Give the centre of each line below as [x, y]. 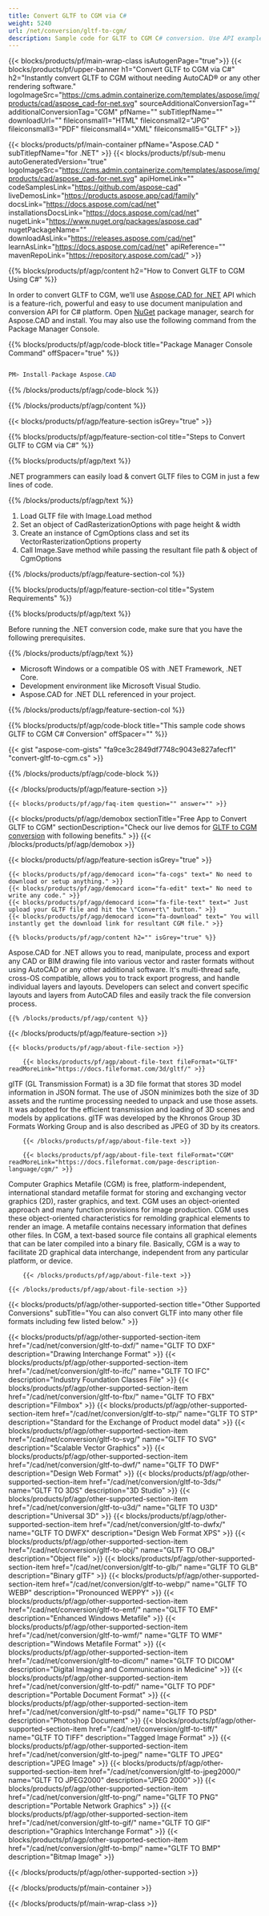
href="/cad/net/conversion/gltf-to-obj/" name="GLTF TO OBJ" [112, 1550]
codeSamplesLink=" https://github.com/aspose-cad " [95, 187]
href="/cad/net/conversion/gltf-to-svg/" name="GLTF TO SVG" [113, 1440]
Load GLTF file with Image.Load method [86, 516]
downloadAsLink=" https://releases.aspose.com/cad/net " [102, 238]
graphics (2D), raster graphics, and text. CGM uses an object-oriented [124, 1201]
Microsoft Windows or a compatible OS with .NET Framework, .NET [131, 669]
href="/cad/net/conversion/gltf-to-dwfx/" [157, 1525]
